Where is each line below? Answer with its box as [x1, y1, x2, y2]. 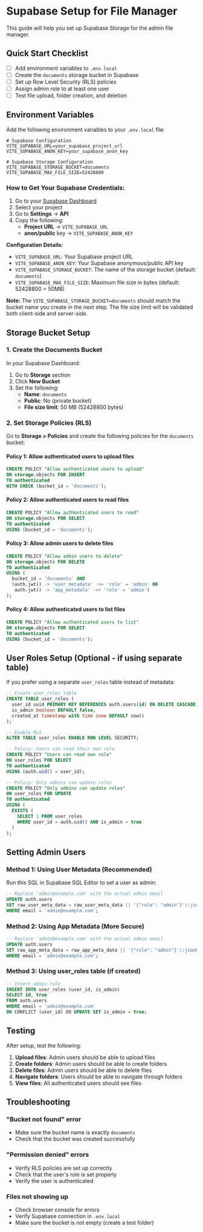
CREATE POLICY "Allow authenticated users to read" [6, 510, 139, 516]
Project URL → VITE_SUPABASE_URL [24, 223, 109, 231]
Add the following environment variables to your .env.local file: [6, 126, 165, 133]
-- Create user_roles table [6, 690, 77, 696]
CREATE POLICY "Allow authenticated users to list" [6, 619, 139, 625]
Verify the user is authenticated [14, 1177, 94, 1184]
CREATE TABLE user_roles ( [6, 696, 74, 702]
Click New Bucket [14, 377, 60, 385]
